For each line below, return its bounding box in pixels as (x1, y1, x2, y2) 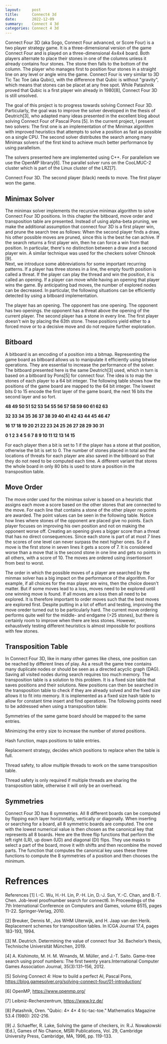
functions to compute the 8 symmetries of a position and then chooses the (5, 853, 158, 859)
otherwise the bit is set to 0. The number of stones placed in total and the (5, 447, 156, 453)
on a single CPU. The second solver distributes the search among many (5, 134, 152, 140)
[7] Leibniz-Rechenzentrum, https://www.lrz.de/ (5, 998, 103, 1004)
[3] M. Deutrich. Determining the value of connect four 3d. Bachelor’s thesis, (5, 938, 162, 944)
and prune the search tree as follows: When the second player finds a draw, (5, 229, 161, 235)
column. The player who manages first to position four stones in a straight (5, 66, 157, 72)
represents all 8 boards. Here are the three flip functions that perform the (5, 832, 155, 838)
